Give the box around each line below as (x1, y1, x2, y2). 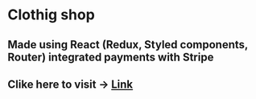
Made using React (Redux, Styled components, (7, 38, 249, 52)
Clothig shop (7, 6, 96, 24)
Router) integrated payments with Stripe (7, 50, 214, 64)
